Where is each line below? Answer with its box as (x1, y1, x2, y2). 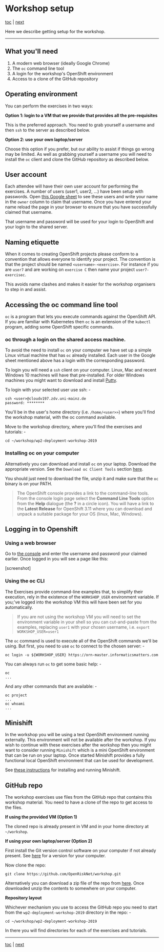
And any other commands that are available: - (5, 683, 97, 689)
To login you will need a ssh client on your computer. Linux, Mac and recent (5, 367, 157, 373)
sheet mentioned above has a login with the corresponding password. (5, 357, 145, 364)
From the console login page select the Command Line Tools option (17, 495, 155, 501)
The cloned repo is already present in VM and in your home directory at (5, 824, 149, 829)
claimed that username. (5, 209, 53, 215)
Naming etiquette (5, 238, 60, 247)
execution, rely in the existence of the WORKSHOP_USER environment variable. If (5, 594, 159, 600)
